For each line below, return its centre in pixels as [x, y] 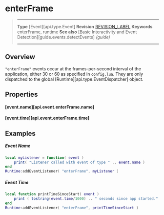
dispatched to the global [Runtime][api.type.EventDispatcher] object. [74, 79]
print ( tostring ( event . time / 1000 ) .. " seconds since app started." [86, 199]
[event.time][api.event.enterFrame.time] [47, 118]
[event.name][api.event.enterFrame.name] [50, 107]
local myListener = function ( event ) [44, 158]
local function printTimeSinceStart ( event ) [52, 194]
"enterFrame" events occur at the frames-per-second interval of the [73, 68]
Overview [20, 57]
